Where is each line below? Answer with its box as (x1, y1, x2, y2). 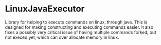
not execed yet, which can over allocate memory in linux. (5, 34, 119, 40)
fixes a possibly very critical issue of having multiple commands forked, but (5, 29, 157, 35)
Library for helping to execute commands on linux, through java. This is (5, 19, 147, 25)
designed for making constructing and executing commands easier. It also (5, 24, 154, 30)
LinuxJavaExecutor (5, 3, 85, 14)
